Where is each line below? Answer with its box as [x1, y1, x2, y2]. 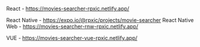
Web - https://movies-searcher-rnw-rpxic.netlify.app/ [6, 23, 139, 30]
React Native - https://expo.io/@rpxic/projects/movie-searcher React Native [6, 17, 194, 23]
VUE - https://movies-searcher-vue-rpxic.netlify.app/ [6, 35, 138, 41]
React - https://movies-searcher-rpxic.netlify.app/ [6, 5, 130, 12]
